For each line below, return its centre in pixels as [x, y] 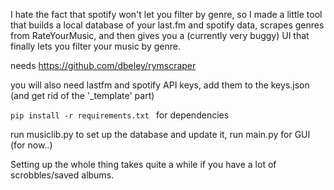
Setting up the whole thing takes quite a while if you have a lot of [143, 164]
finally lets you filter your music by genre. [95, 46]
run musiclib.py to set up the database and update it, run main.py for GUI [160, 134]
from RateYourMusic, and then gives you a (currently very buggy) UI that [160, 35]
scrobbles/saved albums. [62, 175]
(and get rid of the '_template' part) [82, 95]
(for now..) [31, 145]
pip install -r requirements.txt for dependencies [120, 115]
